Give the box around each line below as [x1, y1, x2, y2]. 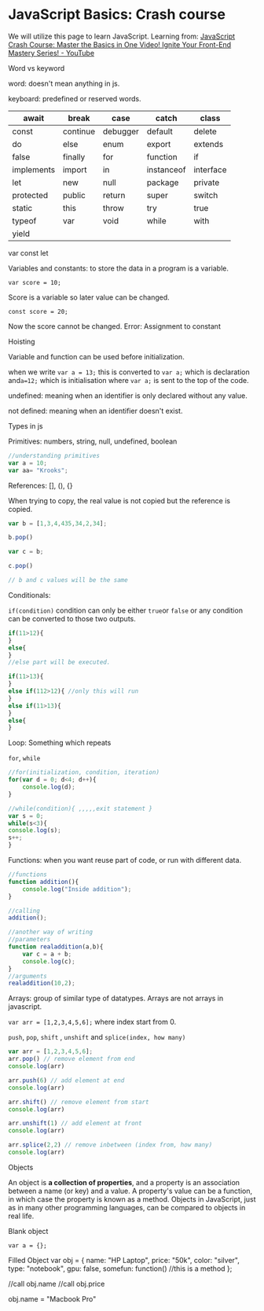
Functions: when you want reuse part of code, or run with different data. [8, 856, 242, 865]
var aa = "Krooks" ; [8, 466, 68, 474]
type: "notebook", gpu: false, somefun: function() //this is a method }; [8, 1264, 233, 1273]
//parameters [8, 936, 51, 944]
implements [12, 164, 56, 175]
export [146, 138, 171, 149]
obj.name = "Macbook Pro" [8, 1294, 97, 1303]
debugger [102, 126, 140, 137]
